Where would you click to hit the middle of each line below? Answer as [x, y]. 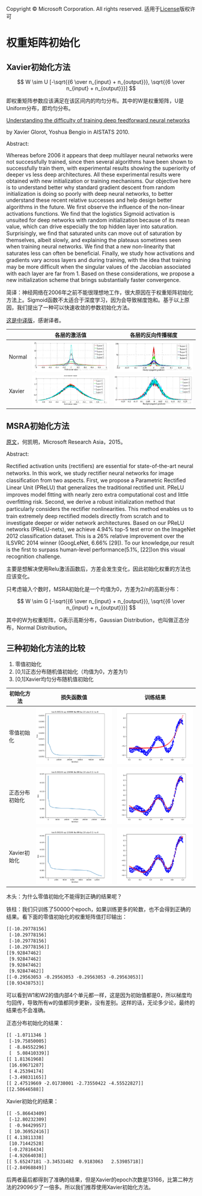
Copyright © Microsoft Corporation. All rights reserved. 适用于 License [93, 9]
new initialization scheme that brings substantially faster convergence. [93, 280]
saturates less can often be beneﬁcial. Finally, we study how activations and [100, 253]
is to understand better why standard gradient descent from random [91, 187]
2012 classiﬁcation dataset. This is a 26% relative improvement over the [95, 536]
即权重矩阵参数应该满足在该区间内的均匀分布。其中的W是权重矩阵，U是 [95, 101]
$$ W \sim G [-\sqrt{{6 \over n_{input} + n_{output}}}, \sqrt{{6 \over [101, 601]
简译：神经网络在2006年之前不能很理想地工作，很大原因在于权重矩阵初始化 [100, 292]
